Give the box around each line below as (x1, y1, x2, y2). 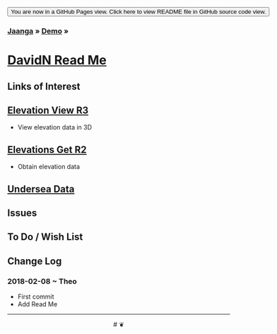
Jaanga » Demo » (7, 25, 69, 35)
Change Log (7, 255, 62, 267)
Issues (7, 207, 37, 219)
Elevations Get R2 (7, 144, 87, 156)
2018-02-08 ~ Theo (7, 276, 78, 286)
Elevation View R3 (7, 104, 89, 116)
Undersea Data (7, 183, 75, 195)
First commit (17, 292, 54, 301)
